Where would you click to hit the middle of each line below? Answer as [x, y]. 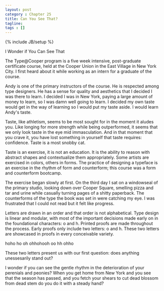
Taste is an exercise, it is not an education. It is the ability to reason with [78, 152]
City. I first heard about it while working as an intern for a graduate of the [79, 71]
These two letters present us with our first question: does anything [72, 253]
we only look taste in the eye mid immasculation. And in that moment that [79, 132]
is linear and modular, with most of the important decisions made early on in [82, 218]
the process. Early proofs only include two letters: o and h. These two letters [82, 229]
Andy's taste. [18, 112]
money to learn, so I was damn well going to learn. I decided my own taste [80, 102]
